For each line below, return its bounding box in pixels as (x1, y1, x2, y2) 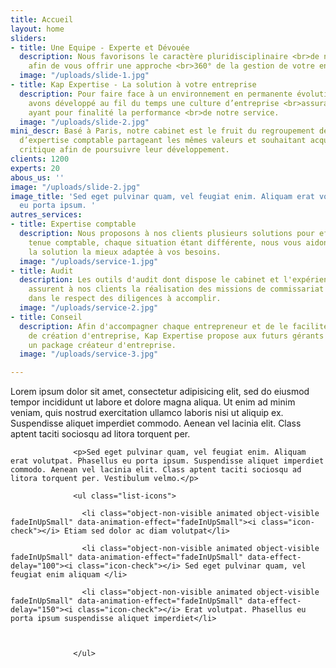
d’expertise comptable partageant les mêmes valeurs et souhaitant (19, 136, 307, 146)
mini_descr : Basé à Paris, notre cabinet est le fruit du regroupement (10, 126, 315, 136)
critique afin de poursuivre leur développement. (19, 145, 230, 155)
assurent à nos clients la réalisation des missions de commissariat (28, 284, 325, 295)
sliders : (10, 33, 47, 43)
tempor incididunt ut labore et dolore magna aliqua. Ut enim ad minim (10, 396, 296, 408)
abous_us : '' (10, 172, 65, 183)
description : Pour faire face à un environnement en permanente (19, 89, 293, 99)
